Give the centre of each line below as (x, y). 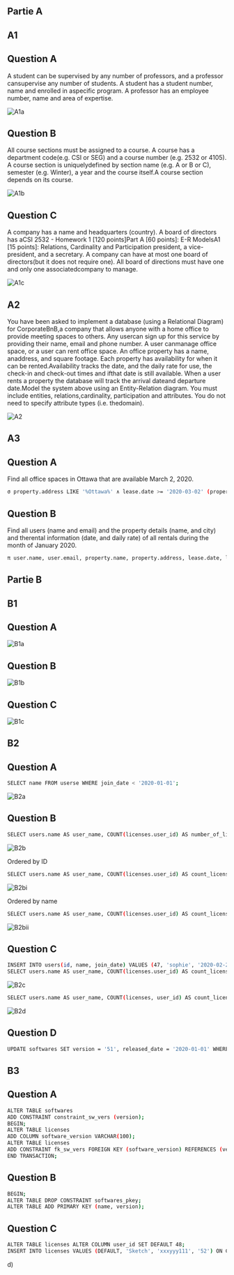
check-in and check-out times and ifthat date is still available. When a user (114, 373)
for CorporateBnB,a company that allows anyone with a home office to (108, 329)
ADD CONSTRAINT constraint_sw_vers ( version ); (76, 1117)
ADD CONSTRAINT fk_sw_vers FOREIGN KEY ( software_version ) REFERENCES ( (115, 1150)
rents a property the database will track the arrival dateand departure (107, 381)
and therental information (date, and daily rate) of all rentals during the (108, 537)
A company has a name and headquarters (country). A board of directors (112, 232)
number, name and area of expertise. (60, 98)
